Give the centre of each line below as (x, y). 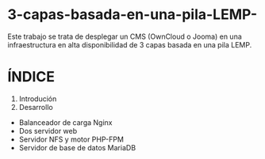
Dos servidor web (48, 131)
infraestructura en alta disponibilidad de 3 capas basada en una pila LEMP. (130, 44)
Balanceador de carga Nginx (65, 122)
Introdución (38, 98)
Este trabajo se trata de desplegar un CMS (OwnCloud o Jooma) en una (125, 36)
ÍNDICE (31, 77)
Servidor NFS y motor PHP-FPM (71, 139)
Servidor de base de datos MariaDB (77, 147)
